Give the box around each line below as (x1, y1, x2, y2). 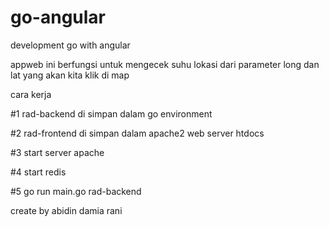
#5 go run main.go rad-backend (10, 185, 142, 197)
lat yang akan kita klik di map (10, 69, 130, 81)
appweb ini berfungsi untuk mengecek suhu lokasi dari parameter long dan (10, 58, 320, 70)
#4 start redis (10, 166, 67, 178)
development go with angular (10, 39, 131, 51)
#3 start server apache (10, 146, 105, 158)
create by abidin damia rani (10, 204, 123, 216)
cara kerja (10, 88, 52, 100)
